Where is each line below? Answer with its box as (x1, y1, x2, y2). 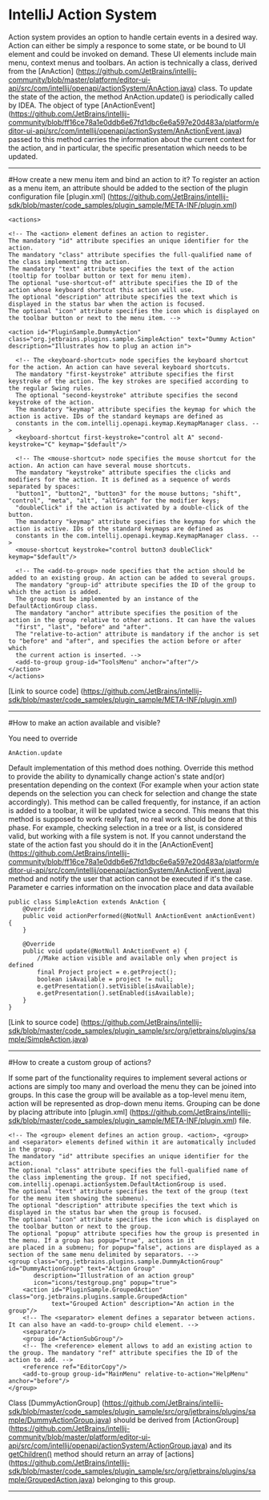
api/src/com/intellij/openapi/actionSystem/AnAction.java (8, 83, 195, 93)
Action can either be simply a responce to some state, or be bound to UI (8, 40, 247, 50)
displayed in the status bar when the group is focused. (8, 1208, 203, 1217)
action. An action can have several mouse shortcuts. (8, 461, 192, 470)
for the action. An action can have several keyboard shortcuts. (8, 363, 231, 371)
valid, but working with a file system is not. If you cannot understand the (8, 831, 247, 840)
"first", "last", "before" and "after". (15, 623, 152, 631)
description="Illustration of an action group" (33, 1271, 195, 1279)
